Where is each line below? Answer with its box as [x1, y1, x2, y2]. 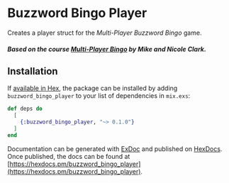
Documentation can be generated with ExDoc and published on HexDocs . [7, 144, 223, 153]
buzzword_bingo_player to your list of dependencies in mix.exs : [7, 91, 191, 100]
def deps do [7, 105, 43, 113]
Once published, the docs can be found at [7, 152, 130, 160]
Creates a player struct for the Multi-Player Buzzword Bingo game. [7, 28, 202, 37]
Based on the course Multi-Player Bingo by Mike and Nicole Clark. [7, 45, 207, 53]
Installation [7, 65, 58, 77]
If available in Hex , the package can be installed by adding [7, 84, 178, 93]
